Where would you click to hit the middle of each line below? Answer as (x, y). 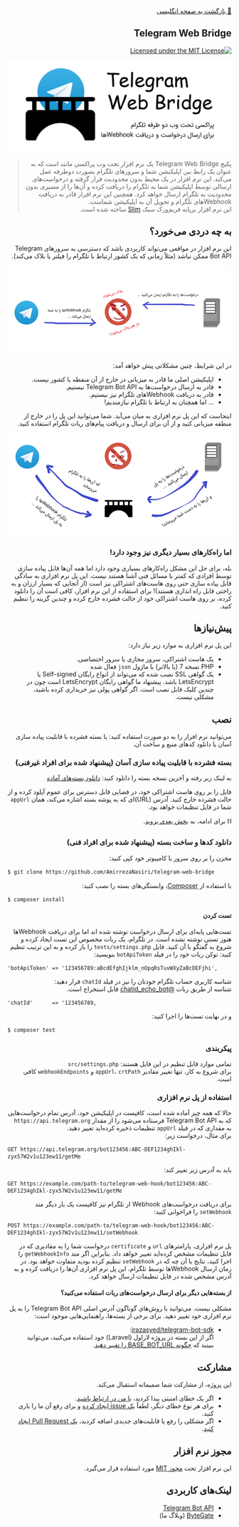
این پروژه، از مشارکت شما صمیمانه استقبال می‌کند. (164, 1384)
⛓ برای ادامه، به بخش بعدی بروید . (187, 821)
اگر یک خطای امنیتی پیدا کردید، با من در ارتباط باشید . (144, 1398)
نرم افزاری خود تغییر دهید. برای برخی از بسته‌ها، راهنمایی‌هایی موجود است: (133, 1316)
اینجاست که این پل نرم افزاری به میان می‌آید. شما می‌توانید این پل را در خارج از (128, 415)
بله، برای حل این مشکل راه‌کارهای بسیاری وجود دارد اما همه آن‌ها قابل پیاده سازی (124, 568)
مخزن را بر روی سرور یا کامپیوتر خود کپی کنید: (170, 858)
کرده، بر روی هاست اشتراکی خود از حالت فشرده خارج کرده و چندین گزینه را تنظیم (122, 598)
